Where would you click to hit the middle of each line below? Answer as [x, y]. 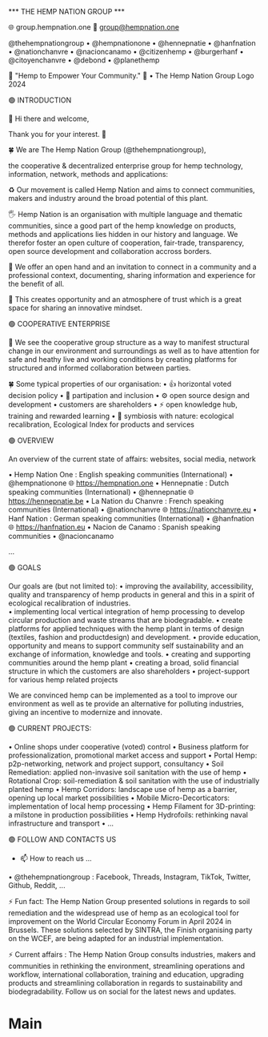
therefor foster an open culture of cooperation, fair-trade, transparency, [126, 243]
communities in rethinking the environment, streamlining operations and [127, 966]
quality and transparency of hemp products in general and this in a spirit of [132, 595]
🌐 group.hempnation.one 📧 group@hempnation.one [94, 27]
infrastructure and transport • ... [61, 823]
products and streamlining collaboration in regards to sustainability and [125, 983]
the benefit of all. [36, 284]
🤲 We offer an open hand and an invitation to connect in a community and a [133, 267]
